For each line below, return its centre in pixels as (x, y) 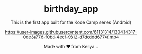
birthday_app (71, 9)
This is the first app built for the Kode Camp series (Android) (71, 22)
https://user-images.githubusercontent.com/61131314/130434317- (71, 32)
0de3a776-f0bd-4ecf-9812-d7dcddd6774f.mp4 (71, 37)
